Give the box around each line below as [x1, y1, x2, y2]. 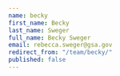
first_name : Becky [8, 19, 70, 27]
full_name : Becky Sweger [8, 33, 91, 42]
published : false [8, 56, 66, 64]
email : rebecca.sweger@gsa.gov [8, 41, 113, 49]
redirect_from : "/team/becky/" [8, 48, 113, 56]
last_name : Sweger [8, 26, 70, 34]
